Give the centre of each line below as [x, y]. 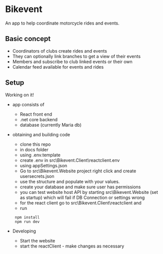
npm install [27, 217]
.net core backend [39, 119]
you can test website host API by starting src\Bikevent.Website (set [89, 192]
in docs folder [34, 149]
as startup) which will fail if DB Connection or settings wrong [82, 197]
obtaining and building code [41, 134]
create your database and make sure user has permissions [80, 187]
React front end [36, 114]
